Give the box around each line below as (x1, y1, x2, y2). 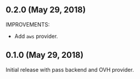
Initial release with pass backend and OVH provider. (5, 66, 134, 73)
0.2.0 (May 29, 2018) (5, 5, 86, 15)
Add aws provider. (14, 33, 59, 40)
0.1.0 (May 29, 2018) (5, 50, 84, 60)
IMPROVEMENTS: (5, 21, 50, 28)
